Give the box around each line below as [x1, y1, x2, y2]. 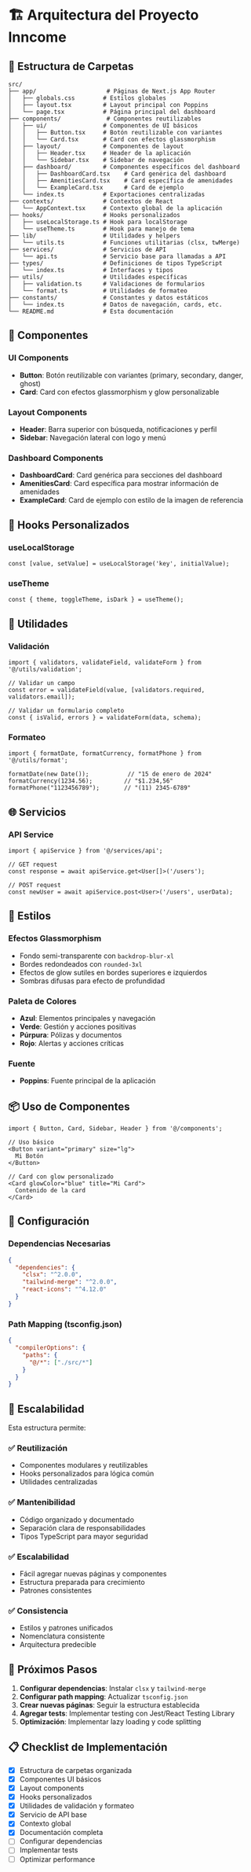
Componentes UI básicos [19, 1774, 102, 1784]
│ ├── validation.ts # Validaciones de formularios [8, 280, 206, 288]
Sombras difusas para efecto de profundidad [19, 976, 166, 986]
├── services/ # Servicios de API [8, 245, 167, 253]
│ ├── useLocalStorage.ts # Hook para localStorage [8, 218, 188, 226]
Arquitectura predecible [19, 1640, 96, 1649]
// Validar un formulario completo [8, 706, 125, 714]
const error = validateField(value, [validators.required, [8, 686, 206, 694]
